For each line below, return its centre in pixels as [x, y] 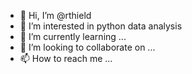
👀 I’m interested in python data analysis [101, 26]
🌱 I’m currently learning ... [73, 36]
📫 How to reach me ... [66, 58]
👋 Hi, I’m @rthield [55, 15]
